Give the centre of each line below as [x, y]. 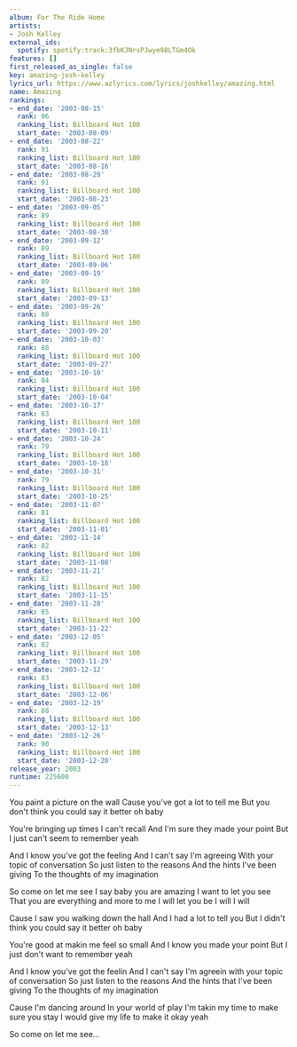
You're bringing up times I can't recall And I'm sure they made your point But [149, 829]
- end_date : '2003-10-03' [57, 339]
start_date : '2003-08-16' [65, 166]
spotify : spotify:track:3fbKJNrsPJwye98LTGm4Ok [107, 51]
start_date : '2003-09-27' [65, 364]
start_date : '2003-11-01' [65, 529]
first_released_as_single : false [71, 67]
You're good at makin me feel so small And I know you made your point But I [148, 945]
